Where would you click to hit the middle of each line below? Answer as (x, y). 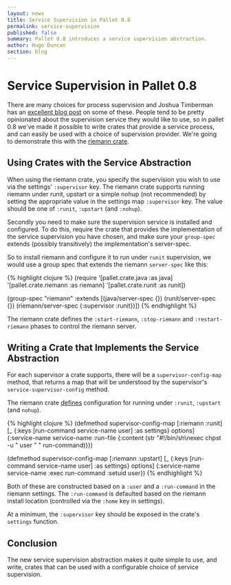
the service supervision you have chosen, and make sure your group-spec (111, 236)
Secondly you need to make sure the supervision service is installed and (110, 222)
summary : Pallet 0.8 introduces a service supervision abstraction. (107, 39)
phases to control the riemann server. (84, 326)
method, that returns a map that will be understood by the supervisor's (107, 382)
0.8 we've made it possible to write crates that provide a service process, (111, 126)
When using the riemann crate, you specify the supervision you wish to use (114, 179)
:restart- (209, 319)
